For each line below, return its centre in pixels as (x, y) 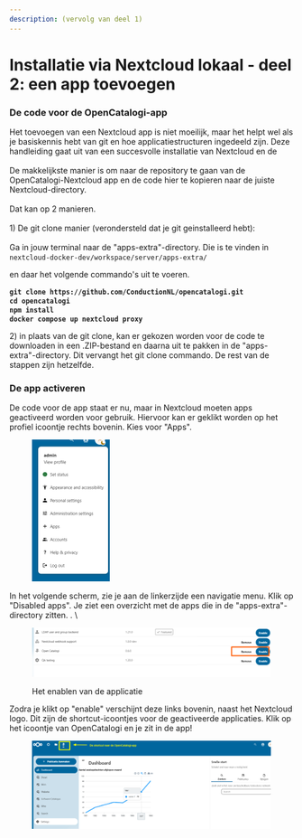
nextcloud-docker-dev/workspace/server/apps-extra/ (108, 258)
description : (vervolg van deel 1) (76, 19)
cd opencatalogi (40, 301)
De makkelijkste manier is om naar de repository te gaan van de (128, 171)
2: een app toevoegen (92, 84)
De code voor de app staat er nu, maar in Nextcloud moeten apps (131, 408)
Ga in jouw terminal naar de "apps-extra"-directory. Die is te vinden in (139, 248)
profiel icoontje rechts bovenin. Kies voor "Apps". (101, 427)
